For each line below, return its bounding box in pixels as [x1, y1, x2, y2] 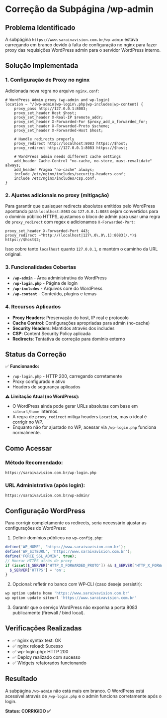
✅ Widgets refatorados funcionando [12, 660, 87, 666]
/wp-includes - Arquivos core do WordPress [12, 285, 103, 292]
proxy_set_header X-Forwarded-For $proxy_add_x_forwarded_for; [14, 119, 148, 124]
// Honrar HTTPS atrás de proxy [5, 558, 72, 563]
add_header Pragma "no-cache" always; [14, 167, 94, 172]
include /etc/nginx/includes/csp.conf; [14, 176, 97, 181]
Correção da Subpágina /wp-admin [5, 3, 154, 15]
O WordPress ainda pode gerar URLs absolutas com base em [12, 403, 138, 409]
